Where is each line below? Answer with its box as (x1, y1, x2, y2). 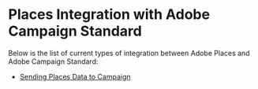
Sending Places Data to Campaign (19, 72, 132, 81)
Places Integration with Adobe (8, 6, 211, 24)
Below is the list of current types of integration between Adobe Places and (8, 48, 250, 57)
